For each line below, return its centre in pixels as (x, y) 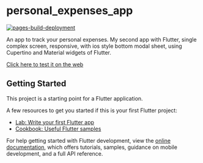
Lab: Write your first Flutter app (55, 122)
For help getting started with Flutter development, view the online (89, 140)
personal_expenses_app (70, 11)
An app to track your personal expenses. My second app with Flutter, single (102, 39)
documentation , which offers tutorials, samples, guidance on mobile (92, 147)
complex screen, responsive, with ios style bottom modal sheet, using (94, 46)
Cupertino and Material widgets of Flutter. (59, 52)
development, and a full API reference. (55, 153)
